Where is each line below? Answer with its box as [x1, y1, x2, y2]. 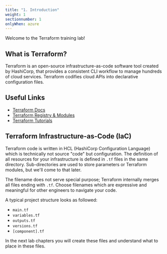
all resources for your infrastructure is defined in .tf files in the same [5, 156, 148, 162]
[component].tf [12, 229, 45, 234]
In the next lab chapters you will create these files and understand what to [5, 237, 158, 243]
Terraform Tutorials [12, 117, 53, 123]
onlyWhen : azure [5, 21, 39, 27]
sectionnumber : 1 [5, 17, 42, 22]
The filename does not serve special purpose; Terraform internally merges [5, 176, 159, 182]
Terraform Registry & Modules [12, 112, 75, 118]
